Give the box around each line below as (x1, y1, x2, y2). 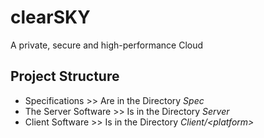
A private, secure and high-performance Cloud (10, 39, 204, 51)
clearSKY (10, 6, 91, 29)
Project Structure (10, 68, 120, 85)
